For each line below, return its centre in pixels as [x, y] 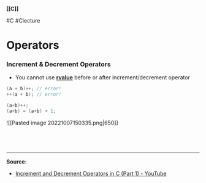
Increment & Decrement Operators [59, 65]
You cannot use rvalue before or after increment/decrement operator [102, 77]
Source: [17, 162]
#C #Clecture [23, 20]
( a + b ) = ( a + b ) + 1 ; [31, 111]
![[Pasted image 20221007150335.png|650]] [62, 123]
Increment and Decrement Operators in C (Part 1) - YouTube [91, 174]
